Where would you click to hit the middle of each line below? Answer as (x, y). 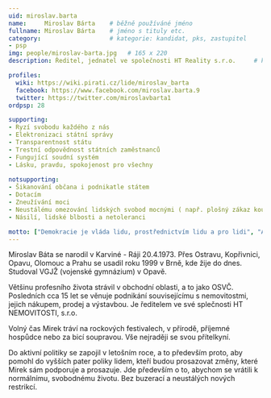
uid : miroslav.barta (43, 16)
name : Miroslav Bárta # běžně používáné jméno (101, 23)
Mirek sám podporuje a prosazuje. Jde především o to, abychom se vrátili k (133, 370)
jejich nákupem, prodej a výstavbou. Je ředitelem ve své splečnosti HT (126, 305)
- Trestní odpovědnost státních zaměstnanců (84, 150)
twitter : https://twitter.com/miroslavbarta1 (94, 97)
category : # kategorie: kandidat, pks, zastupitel (128, 38)
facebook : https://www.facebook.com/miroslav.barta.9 (108, 90)
